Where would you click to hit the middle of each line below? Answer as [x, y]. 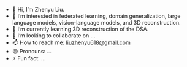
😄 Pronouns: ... [32, 51]
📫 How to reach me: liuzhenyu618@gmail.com [71, 42]
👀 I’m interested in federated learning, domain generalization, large [96, 16]
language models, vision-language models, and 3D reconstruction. [96, 22]
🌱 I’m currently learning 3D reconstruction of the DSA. [80, 29]
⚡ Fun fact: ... [29, 58]
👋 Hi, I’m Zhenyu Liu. [38, 10]
